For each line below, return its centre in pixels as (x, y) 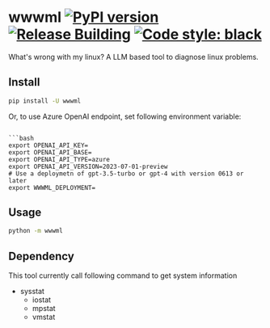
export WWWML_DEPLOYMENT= (52, 187)
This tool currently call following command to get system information (123, 275)
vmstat (44, 317)
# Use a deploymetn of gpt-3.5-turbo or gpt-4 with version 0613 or (126, 174)
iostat (41, 300)
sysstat (32, 292)
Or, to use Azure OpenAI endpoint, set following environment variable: (125, 116)
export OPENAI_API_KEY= (49, 145)
